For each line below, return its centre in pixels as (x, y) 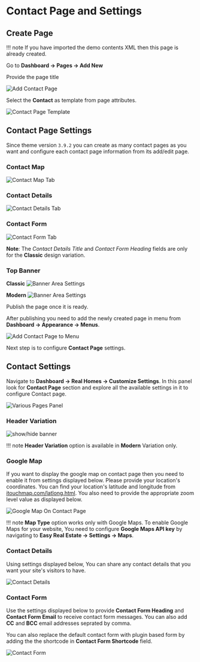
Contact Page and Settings (74, 11)
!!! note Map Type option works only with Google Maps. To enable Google (97, 523)
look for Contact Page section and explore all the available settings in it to (97, 387)
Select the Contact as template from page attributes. (71, 100)
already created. (26, 54)
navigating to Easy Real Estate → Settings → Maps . (70, 535)
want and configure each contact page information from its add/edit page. (98, 151)
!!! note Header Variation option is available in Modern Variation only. (92, 446)
